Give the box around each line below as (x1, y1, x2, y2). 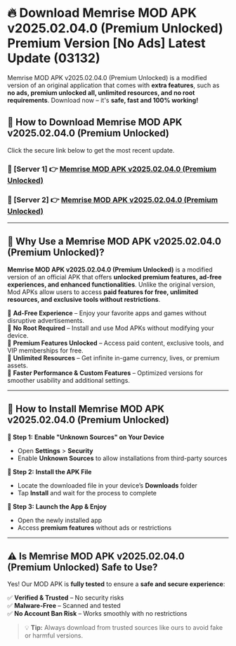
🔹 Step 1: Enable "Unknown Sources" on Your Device (7, 433, 165, 441)
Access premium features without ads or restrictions (17, 523, 172, 532)
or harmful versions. (24, 631, 83, 640)
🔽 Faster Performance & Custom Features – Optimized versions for (7, 368, 204, 377)
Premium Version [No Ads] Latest (7, 35, 206, 51)
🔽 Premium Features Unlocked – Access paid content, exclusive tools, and (7, 338, 224, 347)
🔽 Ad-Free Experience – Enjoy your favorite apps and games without (7, 308, 207, 317)
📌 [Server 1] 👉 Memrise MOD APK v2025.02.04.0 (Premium (7, 164, 216, 174)
